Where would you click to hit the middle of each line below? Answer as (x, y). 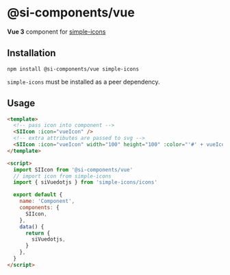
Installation (31, 53)
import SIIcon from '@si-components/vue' (73, 169)
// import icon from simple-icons (62, 176)
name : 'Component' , (47, 201)
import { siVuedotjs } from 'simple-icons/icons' (85, 182)
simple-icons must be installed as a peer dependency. (84, 82)
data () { (32, 227)
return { (38, 233)
